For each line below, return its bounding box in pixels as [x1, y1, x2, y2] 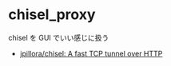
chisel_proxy [8, 6, 96, 24]
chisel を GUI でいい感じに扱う [8, 33, 109, 42]
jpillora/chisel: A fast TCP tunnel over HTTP [19, 49, 163, 58]
